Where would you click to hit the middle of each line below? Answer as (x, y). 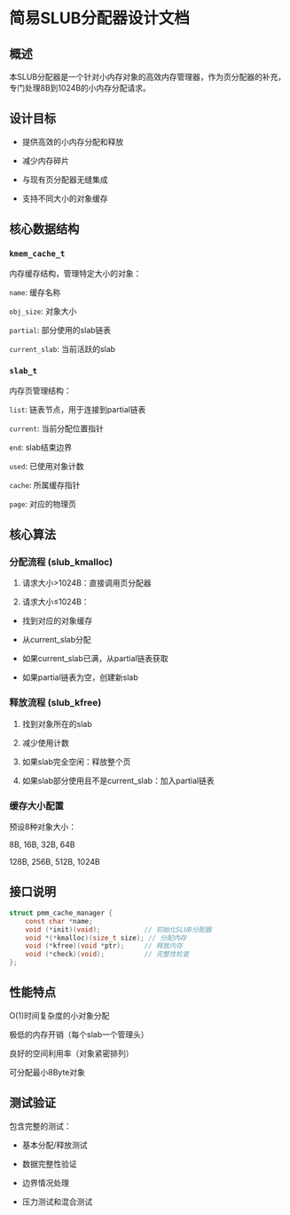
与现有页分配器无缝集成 (65, 180)
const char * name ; (59, 921)
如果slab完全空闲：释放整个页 (76, 762)
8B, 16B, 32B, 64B (42, 844)
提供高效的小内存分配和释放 (73, 141)
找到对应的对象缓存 (57, 621)
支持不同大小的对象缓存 (65, 198)
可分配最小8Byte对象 (47, 1072)
